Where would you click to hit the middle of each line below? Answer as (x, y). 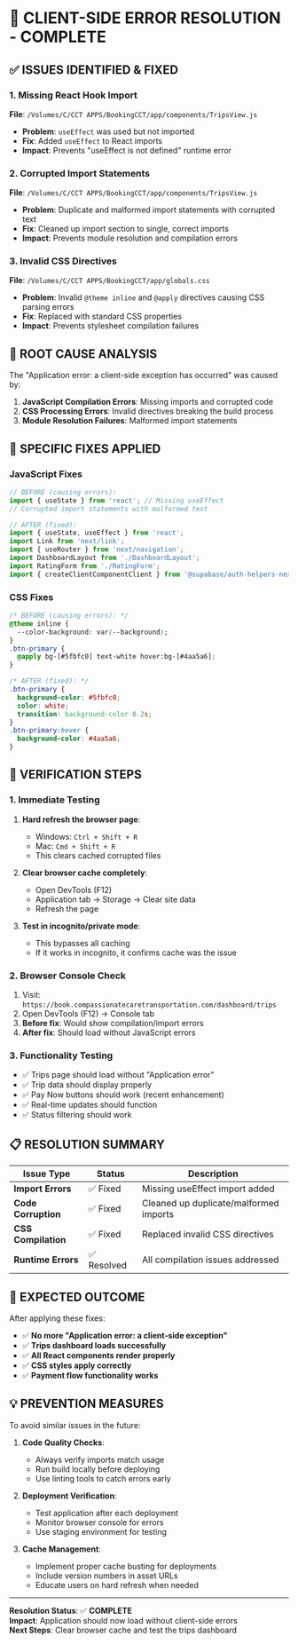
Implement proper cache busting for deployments (126, 1566)
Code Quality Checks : (63, 1442)
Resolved (107, 1266)
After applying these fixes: (57, 1318)
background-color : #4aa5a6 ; (69, 739)
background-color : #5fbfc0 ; (69, 697)
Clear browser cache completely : (85, 873)
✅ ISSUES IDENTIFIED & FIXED (94, 70)
